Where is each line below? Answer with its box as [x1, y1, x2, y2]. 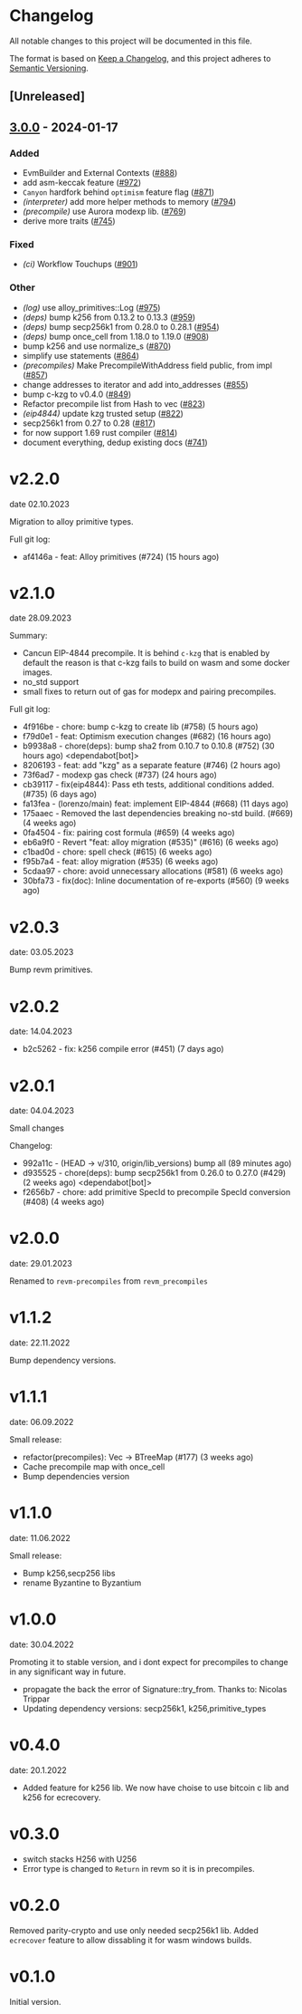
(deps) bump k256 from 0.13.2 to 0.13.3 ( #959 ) [22, 312, 196, 323]
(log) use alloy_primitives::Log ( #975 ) [22, 302, 161, 313]
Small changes [9, 1123, 65, 1133]
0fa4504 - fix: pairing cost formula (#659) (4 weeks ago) [22, 827, 235, 838]
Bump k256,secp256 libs [22, 1568, 116, 1579]
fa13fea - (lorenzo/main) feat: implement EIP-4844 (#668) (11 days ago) [22, 798, 289, 809]
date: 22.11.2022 [9, 1337, 71, 1348]
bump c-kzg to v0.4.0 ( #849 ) [22, 389, 132, 400]
